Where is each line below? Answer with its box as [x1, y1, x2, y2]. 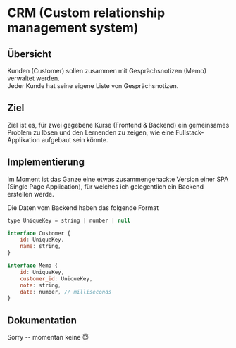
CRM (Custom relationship [7, 5, 166, 21]
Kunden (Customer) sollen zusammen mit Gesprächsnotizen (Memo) [7, 67, 206, 75]
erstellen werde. [7, 189, 54, 198]
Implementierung [7, 156, 85, 168]
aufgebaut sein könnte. [41, 135, 108, 144]
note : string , [20, 282, 61, 289]
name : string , [20, 243, 61, 250]
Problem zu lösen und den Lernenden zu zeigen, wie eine [7, 128, 175, 137]
